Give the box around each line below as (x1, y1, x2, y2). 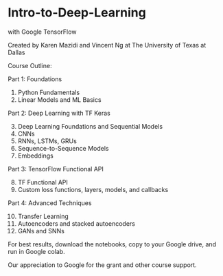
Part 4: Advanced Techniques (8, 198, 92, 207)
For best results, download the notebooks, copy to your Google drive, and (8, 240, 217, 248)
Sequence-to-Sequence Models (17, 144, 109, 152)
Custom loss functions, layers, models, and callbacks (17, 185, 169, 193)
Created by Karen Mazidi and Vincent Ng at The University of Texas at (8, 41, 207, 49)
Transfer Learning (17, 212, 69, 220)
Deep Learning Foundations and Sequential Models (17, 122, 163, 130)
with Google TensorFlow (8, 28, 77, 36)
